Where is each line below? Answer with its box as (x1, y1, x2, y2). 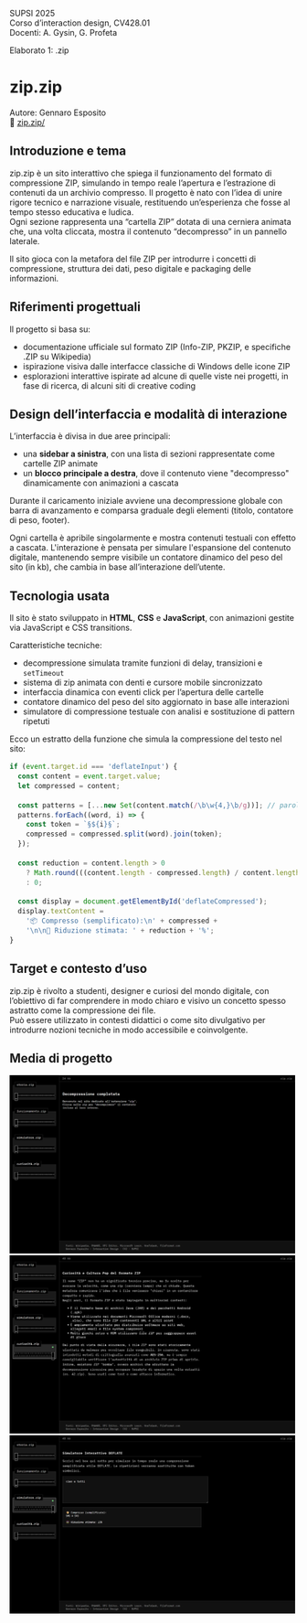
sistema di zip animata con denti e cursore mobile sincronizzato (22, 677, 263, 689)
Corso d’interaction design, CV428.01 (9, 17, 151, 28)
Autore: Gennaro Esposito (9, 107, 107, 118)
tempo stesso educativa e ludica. (9, 206, 134, 218)
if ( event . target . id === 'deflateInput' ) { (9, 763, 178, 772)
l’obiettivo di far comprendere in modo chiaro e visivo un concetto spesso (9, 995, 286, 1006)
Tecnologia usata (9, 588, 110, 603)
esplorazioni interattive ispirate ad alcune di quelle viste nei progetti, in (22, 370, 289, 381)
